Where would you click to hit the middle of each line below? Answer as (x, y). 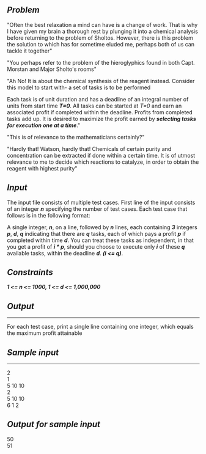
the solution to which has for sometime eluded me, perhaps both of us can (101, 44)
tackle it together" (30, 51)
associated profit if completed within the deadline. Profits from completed (100, 112)
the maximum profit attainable (45, 333)
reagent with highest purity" (42, 168)
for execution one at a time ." (44, 125)
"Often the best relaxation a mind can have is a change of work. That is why (102, 24)
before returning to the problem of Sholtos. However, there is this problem (100, 38)
